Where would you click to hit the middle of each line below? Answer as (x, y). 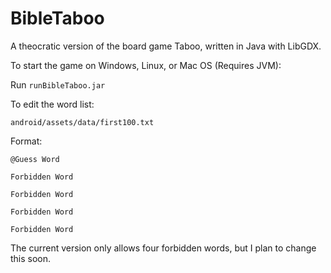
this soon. (31, 258)
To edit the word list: (52, 104)
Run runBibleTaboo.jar (58, 84)
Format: (26, 141)
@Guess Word (35, 159)
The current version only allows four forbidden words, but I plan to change (163, 248)
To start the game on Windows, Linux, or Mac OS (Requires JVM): (146, 65)
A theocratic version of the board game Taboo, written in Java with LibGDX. (166, 46)
